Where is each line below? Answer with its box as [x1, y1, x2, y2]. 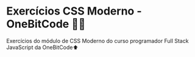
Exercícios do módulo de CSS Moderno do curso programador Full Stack [6, 37, 189, 44]
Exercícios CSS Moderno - [6, 4, 142, 18]
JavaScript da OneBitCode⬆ [6, 44, 79, 51]
